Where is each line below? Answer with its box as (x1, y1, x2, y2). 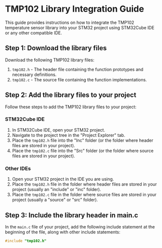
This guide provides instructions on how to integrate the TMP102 (5, 19, 134, 25)
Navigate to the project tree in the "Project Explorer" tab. (12, 132, 125, 138)
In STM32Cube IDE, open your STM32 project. (12, 127, 105, 133)
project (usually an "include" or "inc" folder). (12, 187, 101, 192)
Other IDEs (5, 165, 31, 172)
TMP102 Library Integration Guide (5, 3, 145, 15)
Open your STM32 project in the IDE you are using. (12, 176, 114, 182)
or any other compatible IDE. (5, 30, 62, 36)
